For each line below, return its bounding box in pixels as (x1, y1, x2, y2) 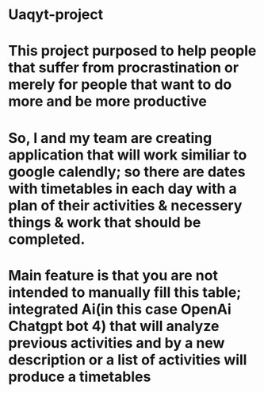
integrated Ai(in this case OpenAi (8, 300, 231, 318)
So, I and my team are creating (8, 129, 212, 147)
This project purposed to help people (8, 42, 257, 60)
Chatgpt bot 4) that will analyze (8, 317, 220, 335)
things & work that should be (8, 213, 201, 231)
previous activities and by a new (8, 333, 225, 352)
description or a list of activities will (8, 351, 247, 368)
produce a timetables (8, 368, 151, 386)
